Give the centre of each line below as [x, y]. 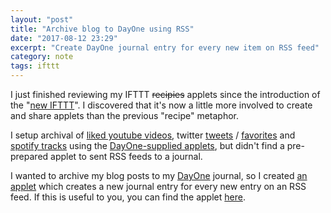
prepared [29, 156]
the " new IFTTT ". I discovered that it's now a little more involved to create [161, 105]
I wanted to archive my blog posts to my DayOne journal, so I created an [159, 175]
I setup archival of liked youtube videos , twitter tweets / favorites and [153, 135]
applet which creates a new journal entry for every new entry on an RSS [158, 186]
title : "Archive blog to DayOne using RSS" [102, 29]
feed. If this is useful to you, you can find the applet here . [128, 197]
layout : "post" [42, 19]
